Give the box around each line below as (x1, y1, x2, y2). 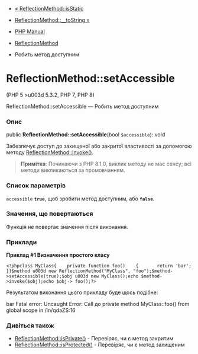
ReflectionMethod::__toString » (14, 17, 90, 23)
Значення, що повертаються (6, 210, 93, 218)
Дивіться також (6, 321, 54, 330)
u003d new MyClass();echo (74, 273, 139, 279)
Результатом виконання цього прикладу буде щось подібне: (6, 289, 158, 296)
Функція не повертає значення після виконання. (6, 223, 128, 230)
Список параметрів (6, 181, 66, 190)
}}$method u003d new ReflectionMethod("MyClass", (6, 268, 131, 275)
